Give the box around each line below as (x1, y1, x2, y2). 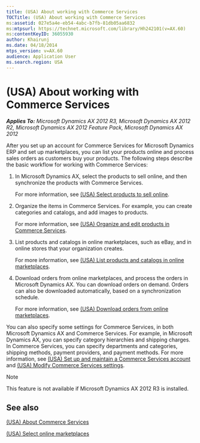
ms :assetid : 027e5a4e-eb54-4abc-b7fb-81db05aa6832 (6, 20, 135, 26)
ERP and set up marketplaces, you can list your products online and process (6, 148, 195, 156)
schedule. (14, 294, 40, 301)
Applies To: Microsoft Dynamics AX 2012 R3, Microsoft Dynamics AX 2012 (6, 118, 191, 125)
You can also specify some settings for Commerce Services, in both (6, 323, 174, 331)
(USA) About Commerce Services (6, 418, 89, 426)
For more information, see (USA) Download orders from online (14, 305, 169, 313)
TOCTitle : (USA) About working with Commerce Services (6, 14, 146, 20)
